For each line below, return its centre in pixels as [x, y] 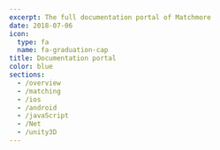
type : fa [33, 42]
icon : [19, 34]
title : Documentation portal [63, 58]
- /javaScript [43, 116]
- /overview [39, 83]
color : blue [31, 67]
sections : [27, 75]
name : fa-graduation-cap [63, 50]
